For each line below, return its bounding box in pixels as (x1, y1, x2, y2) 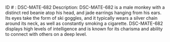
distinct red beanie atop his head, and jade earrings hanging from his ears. (5, 10, 162, 16)
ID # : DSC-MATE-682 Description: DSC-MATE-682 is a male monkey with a (5, 5, 165, 10)
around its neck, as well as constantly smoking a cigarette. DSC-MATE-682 (5, 20, 163, 26)
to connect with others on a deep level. (5, 31, 88, 37)
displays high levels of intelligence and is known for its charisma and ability (5, 26, 163, 32)
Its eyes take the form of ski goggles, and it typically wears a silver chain (5, 15, 158, 21)
